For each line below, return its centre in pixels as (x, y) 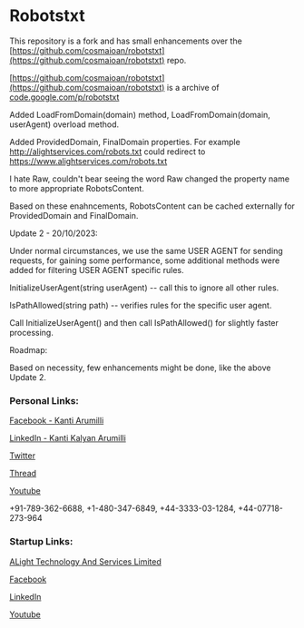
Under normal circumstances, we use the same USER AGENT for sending (146, 250)
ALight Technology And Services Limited (85, 561)
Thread (23, 474)
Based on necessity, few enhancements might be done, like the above (140, 368)
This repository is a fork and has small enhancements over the (126, 41)
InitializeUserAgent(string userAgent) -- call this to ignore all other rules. (144, 288)
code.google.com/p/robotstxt (64, 97)
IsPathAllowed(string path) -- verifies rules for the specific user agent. (141, 305)
